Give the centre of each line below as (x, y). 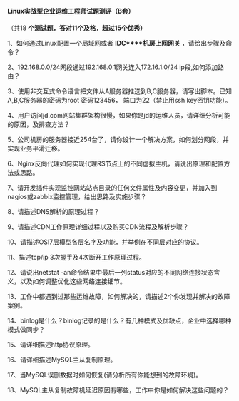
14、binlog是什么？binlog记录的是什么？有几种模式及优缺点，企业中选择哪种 (119, 320)
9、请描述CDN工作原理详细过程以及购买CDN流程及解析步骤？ (98, 227)
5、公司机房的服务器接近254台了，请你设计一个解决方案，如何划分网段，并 (118, 140)
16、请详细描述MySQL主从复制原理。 (62, 360)
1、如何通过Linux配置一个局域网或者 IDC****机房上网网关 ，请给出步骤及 (117, 44)
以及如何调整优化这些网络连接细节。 (73, 281)
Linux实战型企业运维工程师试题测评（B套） (71, 11)
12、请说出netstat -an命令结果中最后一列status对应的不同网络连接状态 (111, 273)
